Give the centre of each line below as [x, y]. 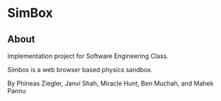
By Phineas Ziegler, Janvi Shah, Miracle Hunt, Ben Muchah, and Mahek [110, 83]
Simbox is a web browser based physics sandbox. [80, 70]
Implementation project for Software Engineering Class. [88, 56]
